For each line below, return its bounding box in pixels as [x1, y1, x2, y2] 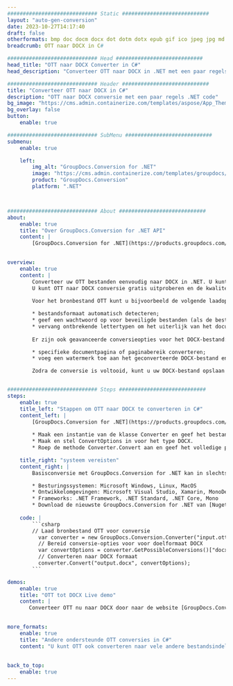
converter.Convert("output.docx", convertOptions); [37, 560, 191, 567]
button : [7, 112, 30, 120]
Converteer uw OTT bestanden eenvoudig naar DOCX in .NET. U [32, 278, 213, 285]
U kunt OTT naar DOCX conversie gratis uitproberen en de [32, 285, 203, 292]
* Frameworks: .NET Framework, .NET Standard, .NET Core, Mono [32, 495, 218, 502]
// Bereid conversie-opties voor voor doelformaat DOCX [37, 540, 203, 547]
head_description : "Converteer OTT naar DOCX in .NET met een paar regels [7, 67, 228, 75]
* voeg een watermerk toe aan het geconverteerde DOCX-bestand [32, 355, 218, 362]
